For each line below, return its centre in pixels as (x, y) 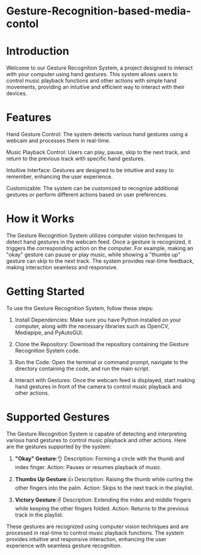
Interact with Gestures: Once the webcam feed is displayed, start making (105, 380)
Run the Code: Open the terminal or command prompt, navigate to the (101, 362)
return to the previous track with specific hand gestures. (76, 159)
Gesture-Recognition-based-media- (99, 11)
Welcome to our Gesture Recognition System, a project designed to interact (100, 68)
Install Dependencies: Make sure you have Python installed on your (98, 320)
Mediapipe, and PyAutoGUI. (49, 332)
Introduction (38, 51)
